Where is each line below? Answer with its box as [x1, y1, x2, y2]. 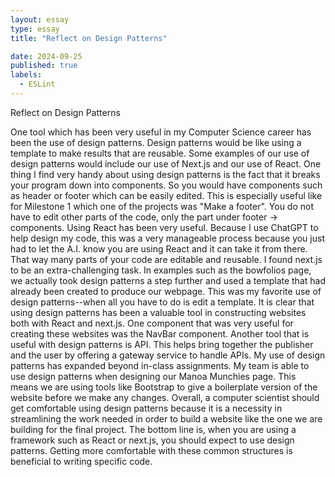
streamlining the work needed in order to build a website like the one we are [10, 412, 323, 425]
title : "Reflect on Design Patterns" [10, 33, 168, 43]
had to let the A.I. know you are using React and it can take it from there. [10, 242, 308, 255]
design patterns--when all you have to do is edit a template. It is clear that [10, 296, 315, 308]
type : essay [10, 24, 60, 34]
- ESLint [19, 79, 56, 90]
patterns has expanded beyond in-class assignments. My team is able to [10, 359, 310, 371]
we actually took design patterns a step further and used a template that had [10, 274, 326, 286]
